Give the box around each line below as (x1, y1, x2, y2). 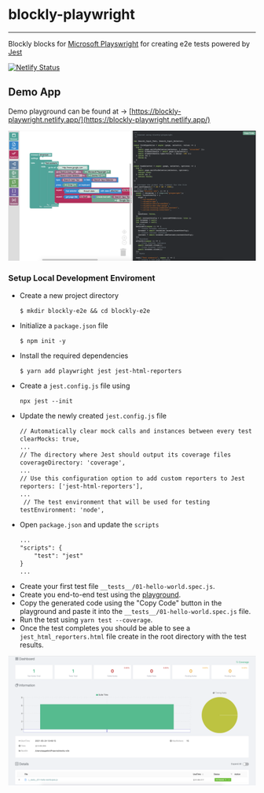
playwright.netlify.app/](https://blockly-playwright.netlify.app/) (8, 114, 211, 124)
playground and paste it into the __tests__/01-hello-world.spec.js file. (19, 606, 251, 616)
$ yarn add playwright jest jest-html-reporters (19, 367, 182, 375)
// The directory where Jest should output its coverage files (19, 451, 232, 459)
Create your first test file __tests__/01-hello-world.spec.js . (19, 581, 215, 590)
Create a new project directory (19, 290, 119, 300)
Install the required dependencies (19, 351, 129, 360)
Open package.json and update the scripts (19, 519, 159, 529)
